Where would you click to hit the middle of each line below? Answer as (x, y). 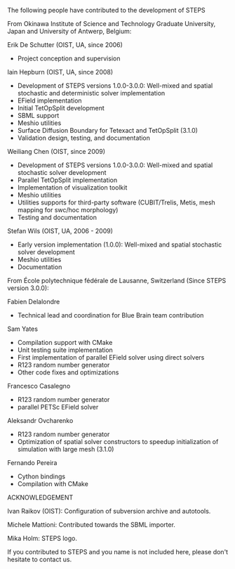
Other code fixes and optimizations (68, 372)
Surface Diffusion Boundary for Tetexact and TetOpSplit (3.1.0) (108, 130)
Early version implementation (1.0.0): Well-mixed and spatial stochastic (120, 244)
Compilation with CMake (53, 484)
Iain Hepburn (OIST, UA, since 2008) (60, 72)
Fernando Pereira (32, 463)
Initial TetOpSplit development (61, 108)
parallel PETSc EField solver (58, 407)
